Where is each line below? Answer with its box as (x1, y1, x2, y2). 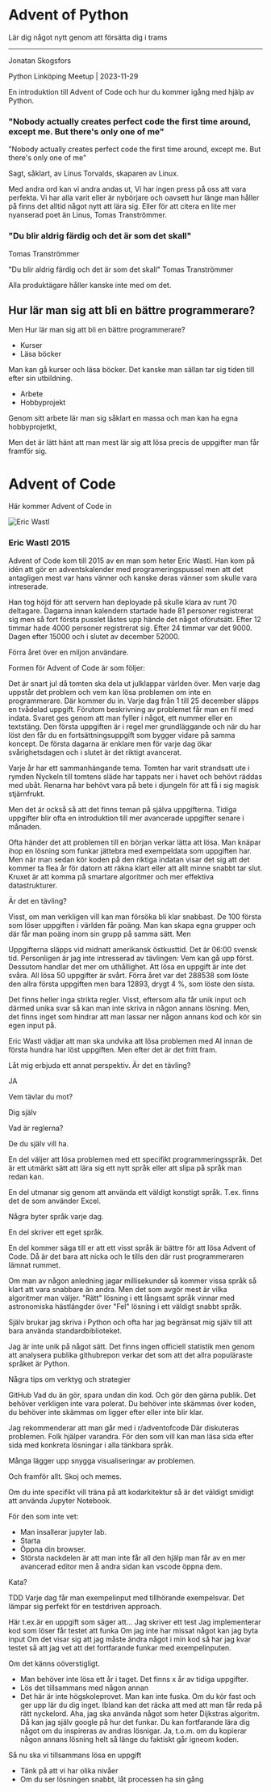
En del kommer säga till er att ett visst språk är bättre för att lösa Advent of (8, 1243, 256, 1252)
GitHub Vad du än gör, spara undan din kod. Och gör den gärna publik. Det (8, 1390, 256, 1400)
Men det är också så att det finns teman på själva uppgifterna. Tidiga (8, 804, 237, 814)
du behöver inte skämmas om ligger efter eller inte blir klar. (8, 1407, 204, 1417)
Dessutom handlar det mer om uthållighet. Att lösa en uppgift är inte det (8, 961, 247, 972)
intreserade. (8, 581, 48, 591)
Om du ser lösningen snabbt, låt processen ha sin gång (19, 1774, 204, 1784)
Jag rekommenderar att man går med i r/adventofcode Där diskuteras (8, 1422, 240, 1433)
